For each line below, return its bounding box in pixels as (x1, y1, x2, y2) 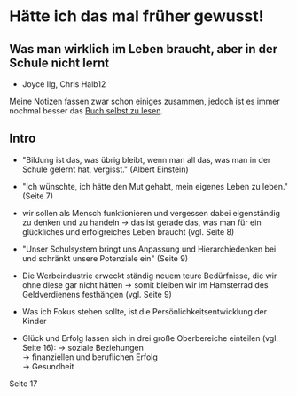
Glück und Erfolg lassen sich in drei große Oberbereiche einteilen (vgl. (21, 332, 279, 343)
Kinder (21, 315, 47, 326)
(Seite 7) (21, 190, 54, 201)
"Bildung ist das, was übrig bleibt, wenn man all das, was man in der (21, 154, 271, 165)
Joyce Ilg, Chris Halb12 (21, 79, 106, 89)
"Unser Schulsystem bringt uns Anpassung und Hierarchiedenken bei (21, 244, 277, 254)
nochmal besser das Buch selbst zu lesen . (9, 105, 164, 116)
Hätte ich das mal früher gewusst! (9, 6, 264, 27)
